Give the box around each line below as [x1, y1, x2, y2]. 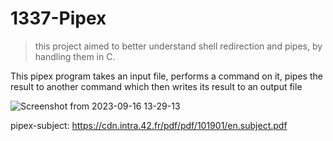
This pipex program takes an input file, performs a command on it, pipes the [10, 70, 323, 82]
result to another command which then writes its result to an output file [10, 80, 303, 92]
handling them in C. [34, 50, 116, 62]
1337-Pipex [10, 7, 107, 30]
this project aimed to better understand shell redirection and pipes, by [34, 40, 323, 52]
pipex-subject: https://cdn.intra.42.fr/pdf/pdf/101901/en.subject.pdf [10, 119, 288, 131]
